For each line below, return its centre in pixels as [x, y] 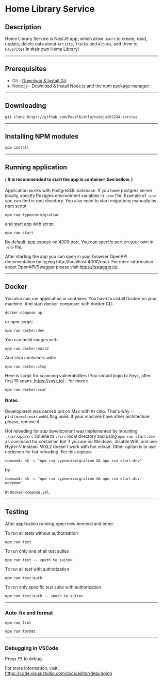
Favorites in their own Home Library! [42, 49]
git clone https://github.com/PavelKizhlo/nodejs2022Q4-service [71, 117]
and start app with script [30, 224]
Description [23, 27]
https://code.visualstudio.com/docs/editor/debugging [59, 673]
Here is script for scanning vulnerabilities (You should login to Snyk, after [78, 375]
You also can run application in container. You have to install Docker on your [81, 298]
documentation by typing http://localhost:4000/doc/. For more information [79, 262]
